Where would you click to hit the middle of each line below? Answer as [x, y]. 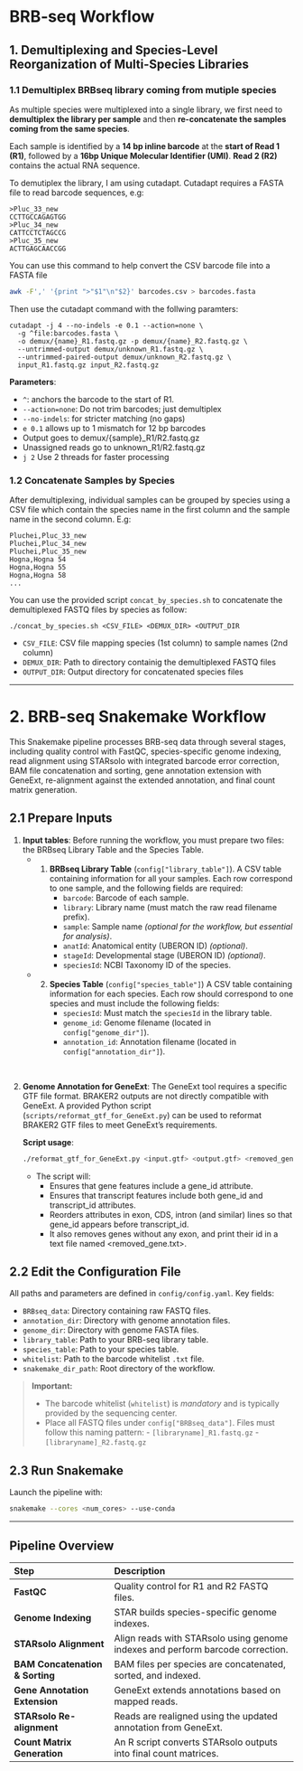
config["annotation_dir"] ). [114, 1051]
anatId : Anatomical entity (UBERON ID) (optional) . [155, 946]
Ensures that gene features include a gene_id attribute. [151, 1185]
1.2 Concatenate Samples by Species [92, 480]
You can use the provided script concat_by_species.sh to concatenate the [146, 600]
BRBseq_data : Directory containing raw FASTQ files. [117, 1311]
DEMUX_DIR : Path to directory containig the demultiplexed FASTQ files [149, 663]
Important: [52, 1386]
